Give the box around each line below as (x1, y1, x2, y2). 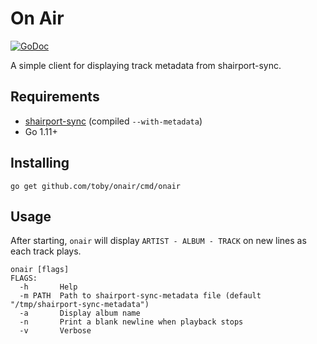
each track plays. (10, 245, 82, 257)
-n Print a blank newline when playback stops (19, 317, 244, 327)
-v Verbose (19, 326, 92, 336)
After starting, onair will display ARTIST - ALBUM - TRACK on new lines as (10, 235, 307, 247)
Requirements (10, 88, 100, 106)
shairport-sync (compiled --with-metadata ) (24, 115, 203, 127)
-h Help (19, 282, 78, 292)
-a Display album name (19, 308, 141, 319)
